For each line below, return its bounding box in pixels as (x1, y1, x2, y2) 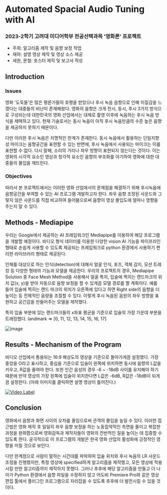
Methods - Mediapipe (5, 218, 74, 227)
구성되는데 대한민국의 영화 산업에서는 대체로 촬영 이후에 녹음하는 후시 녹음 (10, 112, 155, 118)
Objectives (5, 173, 32, 180)
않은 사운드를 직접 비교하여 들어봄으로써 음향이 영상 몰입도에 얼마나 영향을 (14, 197, 159, 203)
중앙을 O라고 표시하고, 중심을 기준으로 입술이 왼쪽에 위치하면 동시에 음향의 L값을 (5, 361, 161, 367)
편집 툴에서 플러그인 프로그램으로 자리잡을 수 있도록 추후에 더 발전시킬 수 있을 (5, 478, 156, 484)
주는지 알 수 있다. (5, 203, 39, 209)
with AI (5, 14, 35, 25)
